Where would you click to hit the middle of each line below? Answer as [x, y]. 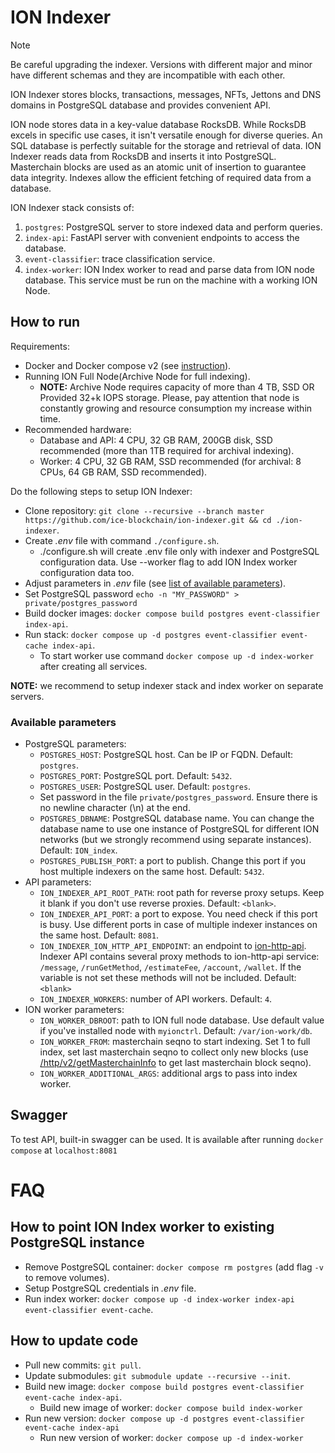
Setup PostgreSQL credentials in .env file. [110, 1288]
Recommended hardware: [78, 429]
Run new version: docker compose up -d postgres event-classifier [164, 1418]
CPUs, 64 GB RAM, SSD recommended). [123, 472]
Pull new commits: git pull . [83, 1365]
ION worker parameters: [74, 1010]
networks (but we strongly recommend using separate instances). [175, 840]
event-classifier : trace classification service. [120, 258]
